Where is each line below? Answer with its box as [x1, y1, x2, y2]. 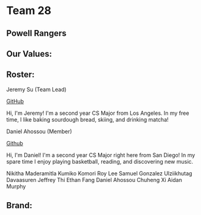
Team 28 [6, 4, 52, 18]
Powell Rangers [6, 28, 67, 38]
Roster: [6, 70, 35, 80]
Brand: [6, 200, 32, 211]
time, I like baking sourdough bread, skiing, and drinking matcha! [6, 115, 169, 123]
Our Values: [6, 48, 52, 59]
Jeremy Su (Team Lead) [6, 86, 67, 93]
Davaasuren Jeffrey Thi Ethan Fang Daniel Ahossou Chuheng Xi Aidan [6, 176, 183, 183]
